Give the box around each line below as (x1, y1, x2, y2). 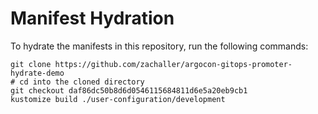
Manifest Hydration (10, 7, 175, 30)
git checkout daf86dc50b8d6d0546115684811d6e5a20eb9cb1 (10, 85, 248, 96)
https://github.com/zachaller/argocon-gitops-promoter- (54, 59, 293, 69)
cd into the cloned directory (19, 77, 145, 87)
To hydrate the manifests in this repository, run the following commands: (10, 40, 309, 52)
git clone (10, 59, 52, 69)
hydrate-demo (10, 68, 65, 78)
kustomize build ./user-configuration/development (10, 94, 226, 104)
